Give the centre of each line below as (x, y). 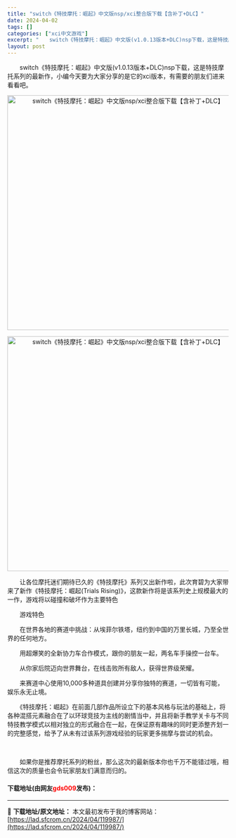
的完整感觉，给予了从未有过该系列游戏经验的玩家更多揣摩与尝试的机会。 (112, 733)
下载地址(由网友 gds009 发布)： (52, 788)
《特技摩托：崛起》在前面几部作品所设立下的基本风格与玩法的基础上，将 (123, 707)
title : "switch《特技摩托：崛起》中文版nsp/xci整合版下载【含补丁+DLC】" (106, 14)
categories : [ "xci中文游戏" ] (48, 33)
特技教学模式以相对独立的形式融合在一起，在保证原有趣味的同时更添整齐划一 (118, 724)
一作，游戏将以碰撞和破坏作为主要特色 (63, 599)
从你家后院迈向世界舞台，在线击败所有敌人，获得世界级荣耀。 (109, 668)
